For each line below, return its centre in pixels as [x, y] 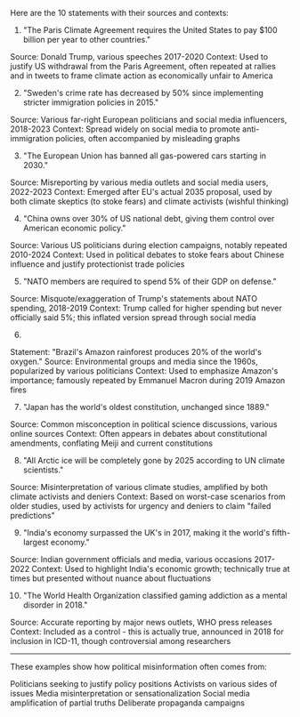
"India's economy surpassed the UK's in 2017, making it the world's [146, 532]
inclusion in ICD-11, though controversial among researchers [121, 641]
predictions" [33, 516]
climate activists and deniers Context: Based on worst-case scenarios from [148, 496]
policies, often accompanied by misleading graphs [148, 138]
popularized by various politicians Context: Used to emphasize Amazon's [144, 371]
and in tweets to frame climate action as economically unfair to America [142, 76]
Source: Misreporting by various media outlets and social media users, [139, 182]
